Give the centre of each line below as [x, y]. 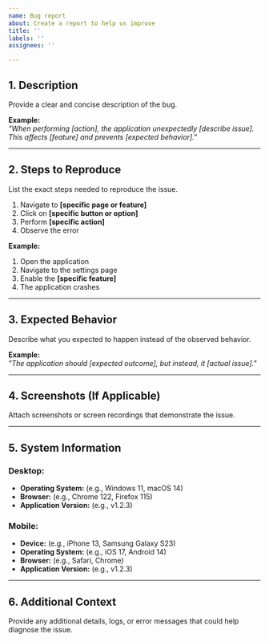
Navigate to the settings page [68, 270]
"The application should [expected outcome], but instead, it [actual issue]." [132, 363]
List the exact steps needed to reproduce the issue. [93, 189]
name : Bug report [37, 16]
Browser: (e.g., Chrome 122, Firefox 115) [86, 497]
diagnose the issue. [41, 630]
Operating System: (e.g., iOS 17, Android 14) [93, 552]
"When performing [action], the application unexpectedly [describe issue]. [131, 128]
